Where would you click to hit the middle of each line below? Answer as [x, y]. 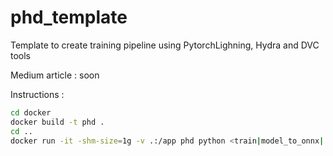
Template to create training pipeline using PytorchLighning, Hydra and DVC [165, 45]
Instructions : [37, 94]
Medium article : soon [55, 75]
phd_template [69, 17]
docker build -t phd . [57, 122]
